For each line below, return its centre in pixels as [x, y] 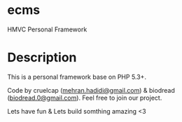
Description [42, 58]
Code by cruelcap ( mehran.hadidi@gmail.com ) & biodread [91, 90]
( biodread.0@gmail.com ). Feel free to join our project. [85, 98]
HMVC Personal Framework [47, 29]
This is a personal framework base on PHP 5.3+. [77, 77]
